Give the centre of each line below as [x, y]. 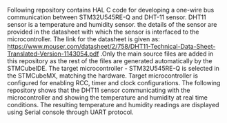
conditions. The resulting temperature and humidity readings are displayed [113, 105]
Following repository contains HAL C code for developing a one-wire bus [111, 10]
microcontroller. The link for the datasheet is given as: [83, 39]
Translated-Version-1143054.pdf [53, 54]
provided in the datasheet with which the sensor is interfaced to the [103, 32]
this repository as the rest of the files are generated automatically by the [110, 61]
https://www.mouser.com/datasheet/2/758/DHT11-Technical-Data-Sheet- [111, 46]
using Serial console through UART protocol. [70, 112]
